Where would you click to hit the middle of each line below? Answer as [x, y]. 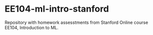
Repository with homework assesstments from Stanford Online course [76, 22]
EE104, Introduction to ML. [32, 27]
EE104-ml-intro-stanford [57, 9]
